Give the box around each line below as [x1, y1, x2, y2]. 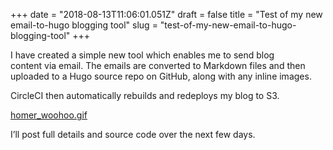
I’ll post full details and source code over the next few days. [10, 129, 256, 140]
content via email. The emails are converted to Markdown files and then [10, 60, 306, 71]
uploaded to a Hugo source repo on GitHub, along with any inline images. [10, 70, 312, 82]
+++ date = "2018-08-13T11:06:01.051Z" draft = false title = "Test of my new [10, 9, 323, 20]
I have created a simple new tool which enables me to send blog [10, 49, 275, 61]
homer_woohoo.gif [10, 109, 88, 121]
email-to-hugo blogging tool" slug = [10, 19, 158, 31]
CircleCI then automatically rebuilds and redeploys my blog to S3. [10, 90, 280, 101]
